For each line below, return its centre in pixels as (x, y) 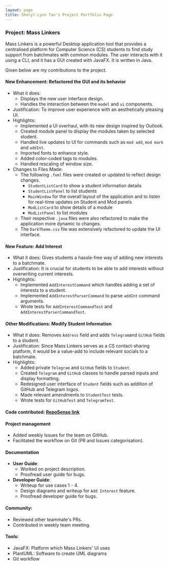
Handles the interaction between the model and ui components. (87, 104)
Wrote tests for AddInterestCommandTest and (66, 307)
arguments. (32, 301)
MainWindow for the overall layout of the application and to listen (94, 197)
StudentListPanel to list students (62, 191)
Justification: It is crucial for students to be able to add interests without (88, 269)
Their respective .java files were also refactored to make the (84, 218)
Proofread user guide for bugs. (53, 474)
